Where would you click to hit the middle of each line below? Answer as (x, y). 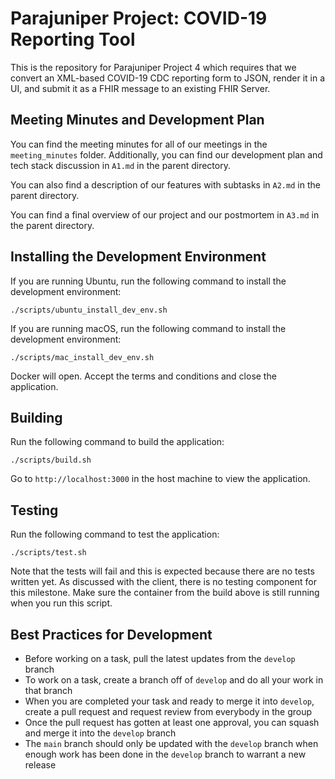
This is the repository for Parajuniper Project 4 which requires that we (153, 67)
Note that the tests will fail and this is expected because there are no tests (162, 571)
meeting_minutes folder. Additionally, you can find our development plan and (166, 154)
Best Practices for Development (111, 634)
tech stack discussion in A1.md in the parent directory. (120, 165)
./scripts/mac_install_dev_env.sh (82, 357)
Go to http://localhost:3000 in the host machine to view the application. (160, 479)
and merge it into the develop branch (100, 733)
